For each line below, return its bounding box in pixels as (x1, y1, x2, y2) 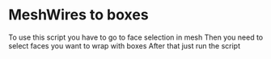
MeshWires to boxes (8, 6, 149, 24)
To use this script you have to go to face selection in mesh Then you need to (8, 32, 264, 42)
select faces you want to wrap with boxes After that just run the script (8, 40, 241, 50)
